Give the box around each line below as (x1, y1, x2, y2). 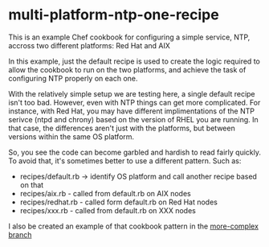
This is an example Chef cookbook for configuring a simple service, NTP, (8, 32, 251, 42)
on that (19, 179, 44, 190)
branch (8, 229, 32, 239)
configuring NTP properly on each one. (8, 73, 138, 83)
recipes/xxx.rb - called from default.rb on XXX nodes (19, 205, 197, 215)
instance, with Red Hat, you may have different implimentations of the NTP (8, 106, 255, 116)
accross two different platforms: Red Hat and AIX (8, 40, 171, 50)
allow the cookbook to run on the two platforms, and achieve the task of (8, 64, 247, 74)
